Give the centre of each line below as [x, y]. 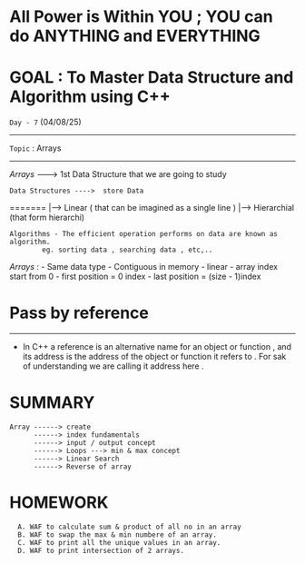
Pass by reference [79, 313]
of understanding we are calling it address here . [113, 366]
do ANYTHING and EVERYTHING [135, 36]
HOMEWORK [59, 503]
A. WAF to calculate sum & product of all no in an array [130, 527]
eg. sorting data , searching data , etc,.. [128, 250]
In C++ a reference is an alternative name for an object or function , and [157, 347]
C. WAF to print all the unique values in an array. [119, 542]
